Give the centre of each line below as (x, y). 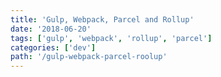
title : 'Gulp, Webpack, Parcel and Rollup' (102, 19)
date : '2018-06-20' (51, 29)
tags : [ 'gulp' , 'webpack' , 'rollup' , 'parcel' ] (111, 38)
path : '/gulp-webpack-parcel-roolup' (89, 57)
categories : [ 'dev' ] (53, 47)
